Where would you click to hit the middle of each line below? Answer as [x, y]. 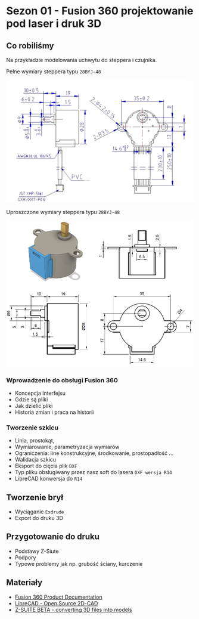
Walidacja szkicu [35, 460]
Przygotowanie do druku [53, 537]
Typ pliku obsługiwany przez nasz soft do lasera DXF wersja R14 [93, 472]
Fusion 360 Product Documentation [58, 597]
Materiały [24, 583]
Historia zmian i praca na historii [54, 412]
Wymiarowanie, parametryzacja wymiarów [67, 447]
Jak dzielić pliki [34, 406]
